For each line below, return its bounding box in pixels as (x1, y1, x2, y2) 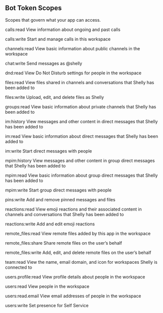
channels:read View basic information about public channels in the (5, 45, 140, 51)
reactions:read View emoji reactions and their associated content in (5, 206, 142, 212)
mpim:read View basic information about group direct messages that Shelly (5, 172, 158, 178)
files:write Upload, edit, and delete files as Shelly (5, 94, 104, 100)
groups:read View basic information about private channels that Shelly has (5, 103, 157, 110)
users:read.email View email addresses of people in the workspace (5, 293, 141, 299)
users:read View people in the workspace (5, 283, 90, 289)
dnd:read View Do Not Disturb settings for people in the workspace (5, 70, 142, 76)
